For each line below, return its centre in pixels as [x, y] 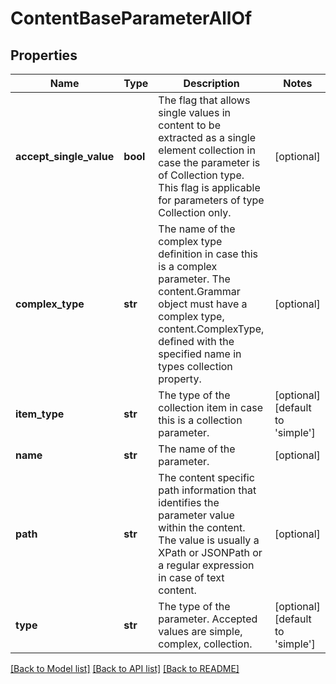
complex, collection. [205, 644]
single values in [195, 112]
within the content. [202, 527]
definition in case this [208, 254]
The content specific [206, 477]
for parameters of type [211, 200]
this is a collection [200, 420]
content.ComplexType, [211, 329]
